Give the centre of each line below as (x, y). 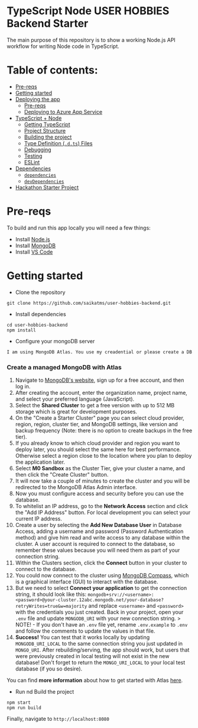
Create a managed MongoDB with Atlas (64, 367)
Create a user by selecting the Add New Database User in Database (98, 525)
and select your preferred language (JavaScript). (75, 399)
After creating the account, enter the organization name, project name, (101, 392)
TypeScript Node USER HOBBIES (88, 11)
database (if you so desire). (49, 669)
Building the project (48, 137)
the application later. (40, 462)
